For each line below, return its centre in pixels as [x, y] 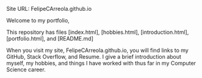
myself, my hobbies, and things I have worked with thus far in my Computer [101, 63]
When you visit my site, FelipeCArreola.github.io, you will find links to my [98, 50]
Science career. [26, 70]
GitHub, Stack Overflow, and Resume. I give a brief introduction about [94, 57]
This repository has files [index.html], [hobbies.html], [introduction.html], [98, 32]
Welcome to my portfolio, [38, 20]
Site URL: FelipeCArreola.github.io [49, 9]
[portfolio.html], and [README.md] [50, 38]
